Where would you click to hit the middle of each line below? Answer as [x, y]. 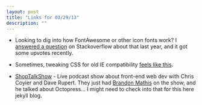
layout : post [23, 12]
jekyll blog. [28, 96]
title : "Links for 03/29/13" [43, 17]
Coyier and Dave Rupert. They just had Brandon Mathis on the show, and [105, 83]
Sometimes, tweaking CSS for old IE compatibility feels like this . [94, 65]
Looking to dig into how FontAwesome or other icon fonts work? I [96, 40]
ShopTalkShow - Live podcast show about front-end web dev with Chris [104, 77]
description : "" [27, 23]
